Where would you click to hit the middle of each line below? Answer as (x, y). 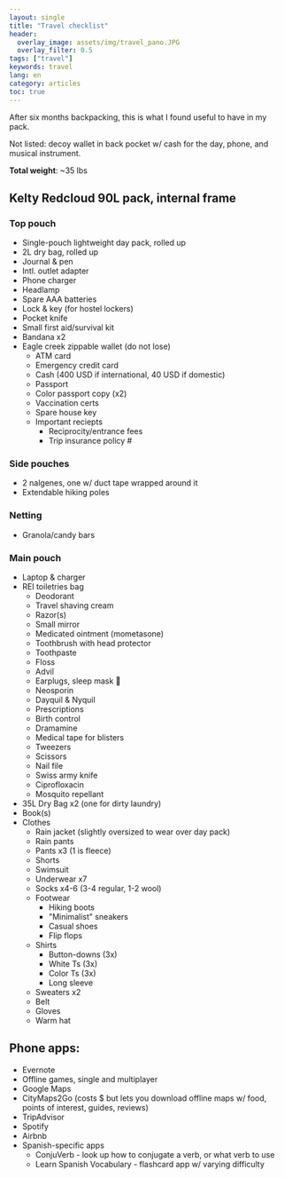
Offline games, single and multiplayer (90, 1079)
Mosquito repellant (69, 795)
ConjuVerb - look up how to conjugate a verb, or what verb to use (155, 1154)
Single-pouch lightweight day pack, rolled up (104, 243)
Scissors (51, 756)
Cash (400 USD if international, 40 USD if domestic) (130, 375)
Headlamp (41, 290)
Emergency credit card (77, 366)
